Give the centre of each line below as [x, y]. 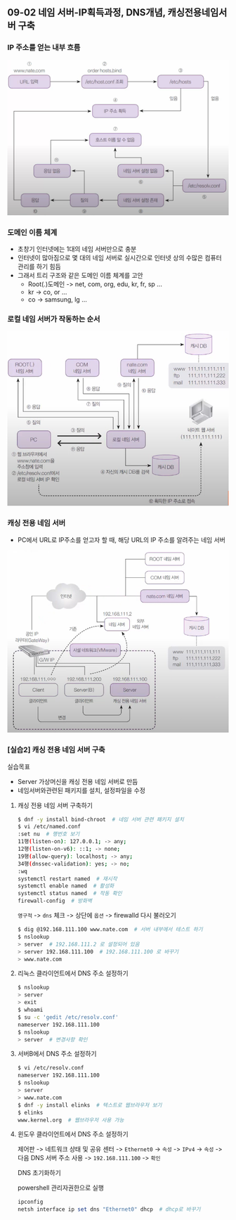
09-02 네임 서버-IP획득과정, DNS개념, [87, 13]
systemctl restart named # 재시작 [67, 879]
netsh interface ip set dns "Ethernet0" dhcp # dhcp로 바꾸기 [109, 1209]
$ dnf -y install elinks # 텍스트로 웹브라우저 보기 [90, 1105]
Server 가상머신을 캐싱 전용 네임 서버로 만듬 [78, 781]
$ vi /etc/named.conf [49, 827]
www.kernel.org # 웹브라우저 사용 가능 [71, 1120]
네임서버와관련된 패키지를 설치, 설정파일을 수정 [81, 790]
